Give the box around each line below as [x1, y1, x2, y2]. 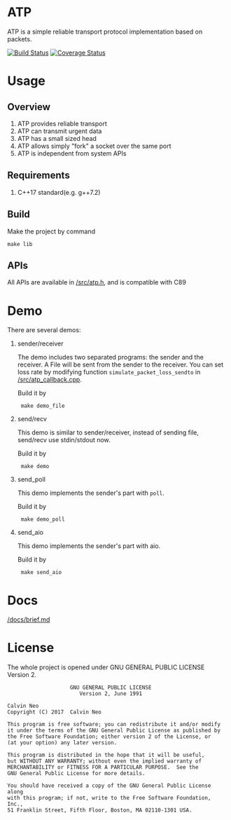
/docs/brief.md [7, 615, 50, 624]
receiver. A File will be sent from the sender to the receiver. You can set [17, 360, 224, 369]
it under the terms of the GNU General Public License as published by [7, 727, 220, 734]
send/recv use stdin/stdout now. [17, 436, 111, 444]
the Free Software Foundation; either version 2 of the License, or [7, 733, 211, 740]
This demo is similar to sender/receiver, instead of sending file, [17, 428, 199, 437]
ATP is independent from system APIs [17, 149, 127, 158]
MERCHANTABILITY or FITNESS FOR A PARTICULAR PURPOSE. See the [7, 764, 199, 771]
